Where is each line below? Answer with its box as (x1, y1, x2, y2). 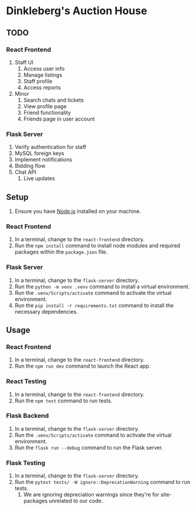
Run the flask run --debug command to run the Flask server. (14, 444, 164, 451)
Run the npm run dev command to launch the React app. (14, 362, 151, 370)
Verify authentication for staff (14, 144, 87, 151)
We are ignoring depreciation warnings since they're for (23, 491, 159, 498)
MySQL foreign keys (14, 150, 64, 157)
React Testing (6, 377, 47, 385)
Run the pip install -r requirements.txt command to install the (14, 301, 174, 308)
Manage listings (23, 71, 63, 78)
